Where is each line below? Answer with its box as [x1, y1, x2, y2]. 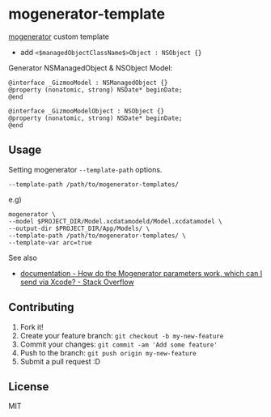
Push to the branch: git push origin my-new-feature [19, 347, 197, 357]
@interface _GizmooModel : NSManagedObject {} [8, 79, 168, 87]
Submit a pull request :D [19, 356, 101, 366]
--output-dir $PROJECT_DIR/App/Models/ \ [8, 224, 150, 232]
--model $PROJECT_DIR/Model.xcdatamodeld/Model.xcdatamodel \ [8, 217, 222, 225]
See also [8, 253, 38, 262]
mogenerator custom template [8, 32, 110, 41]
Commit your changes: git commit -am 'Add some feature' [19, 339, 218, 349]
